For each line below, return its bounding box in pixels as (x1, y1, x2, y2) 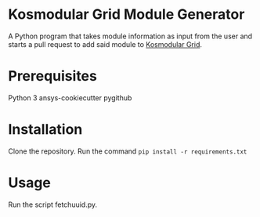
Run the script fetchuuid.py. (8, 200, 98, 209)
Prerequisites (8, 67, 98, 85)
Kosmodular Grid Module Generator (8, 5, 245, 24)
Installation (8, 121, 83, 139)
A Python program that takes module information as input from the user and (8, 31, 253, 41)
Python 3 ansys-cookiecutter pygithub (8, 92, 132, 103)
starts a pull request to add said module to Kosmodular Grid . (8, 39, 202, 49)
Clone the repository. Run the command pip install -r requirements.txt (8, 146, 247, 156)
